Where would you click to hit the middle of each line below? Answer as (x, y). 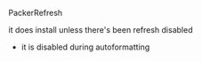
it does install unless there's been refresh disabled (101, 30)
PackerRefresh (36, 13)
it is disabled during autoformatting (85, 47)
